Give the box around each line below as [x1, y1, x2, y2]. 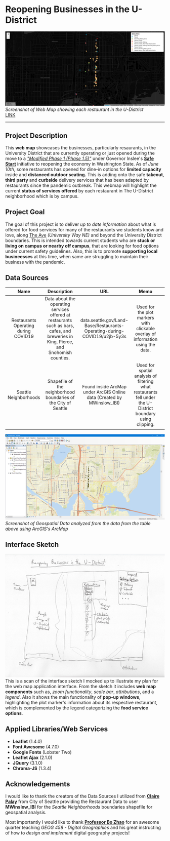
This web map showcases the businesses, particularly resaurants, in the [5, 145, 156, 151]
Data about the [45, 296, 76, 302]
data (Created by [87, 394, 122, 401]
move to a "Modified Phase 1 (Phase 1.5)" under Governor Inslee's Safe [5, 155, 154, 162]
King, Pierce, [47, 339, 73, 345]
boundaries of [45, 394, 75, 401]
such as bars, [46, 323, 74, 329]
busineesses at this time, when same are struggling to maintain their [5, 253, 149, 259]
